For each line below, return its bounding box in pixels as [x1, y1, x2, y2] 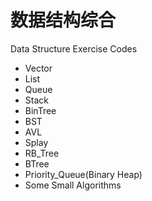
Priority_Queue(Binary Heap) [24, 168, 143, 180]
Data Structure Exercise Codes [10, 42, 138, 55]
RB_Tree [24, 147, 60, 159]
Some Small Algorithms [24, 179, 122, 191]
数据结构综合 [10, 9, 117, 32]
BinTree [24, 104, 57, 116]
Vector [24, 62, 53, 74]
